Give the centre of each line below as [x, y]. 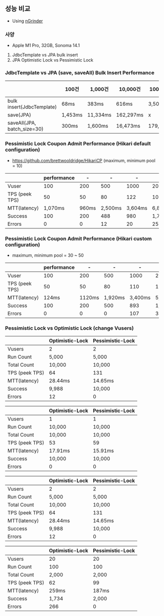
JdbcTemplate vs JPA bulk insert [45, 55]
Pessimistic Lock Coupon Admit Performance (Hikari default [78, 144]
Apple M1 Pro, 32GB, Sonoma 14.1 [46, 45]
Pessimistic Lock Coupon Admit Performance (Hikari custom [79, 239]
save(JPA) [19, 115]
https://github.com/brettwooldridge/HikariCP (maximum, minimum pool [84, 160]
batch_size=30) [26, 129]
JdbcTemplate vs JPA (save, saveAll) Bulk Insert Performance [80, 73]
